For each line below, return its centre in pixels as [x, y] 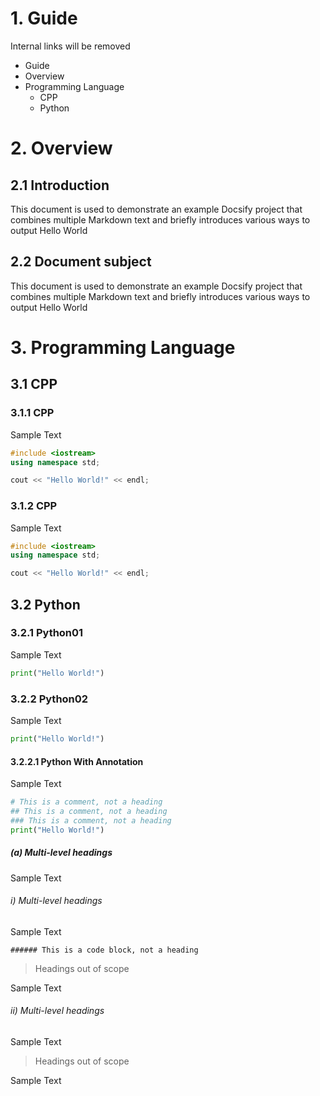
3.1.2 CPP [34, 506]
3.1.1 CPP [32, 413]
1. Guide [44, 18]
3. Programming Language [123, 347]
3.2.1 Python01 [47, 633]
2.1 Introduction [60, 185]
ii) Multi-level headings [57, 1011]
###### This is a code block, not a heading [104, 950]
